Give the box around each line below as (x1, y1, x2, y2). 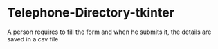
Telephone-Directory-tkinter (7, 5, 175, 21)
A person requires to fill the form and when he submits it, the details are (7, 28, 212, 36)
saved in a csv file (7, 35, 59, 43)
